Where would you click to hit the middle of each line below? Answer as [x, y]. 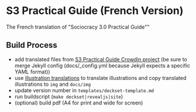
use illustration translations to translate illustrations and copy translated [100, 78]
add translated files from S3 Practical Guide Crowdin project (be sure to [101, 59]
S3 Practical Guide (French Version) [95, 11]
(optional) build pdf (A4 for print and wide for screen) [79, 103]
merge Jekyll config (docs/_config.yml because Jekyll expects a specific [102, 65]
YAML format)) [32, 72]
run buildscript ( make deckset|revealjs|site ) [69, 96]
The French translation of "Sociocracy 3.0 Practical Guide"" [78, 27]
